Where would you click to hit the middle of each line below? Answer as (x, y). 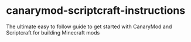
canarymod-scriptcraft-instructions (96, 11)
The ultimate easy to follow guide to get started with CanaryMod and (89, 26)
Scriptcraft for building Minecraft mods (53, 32)
